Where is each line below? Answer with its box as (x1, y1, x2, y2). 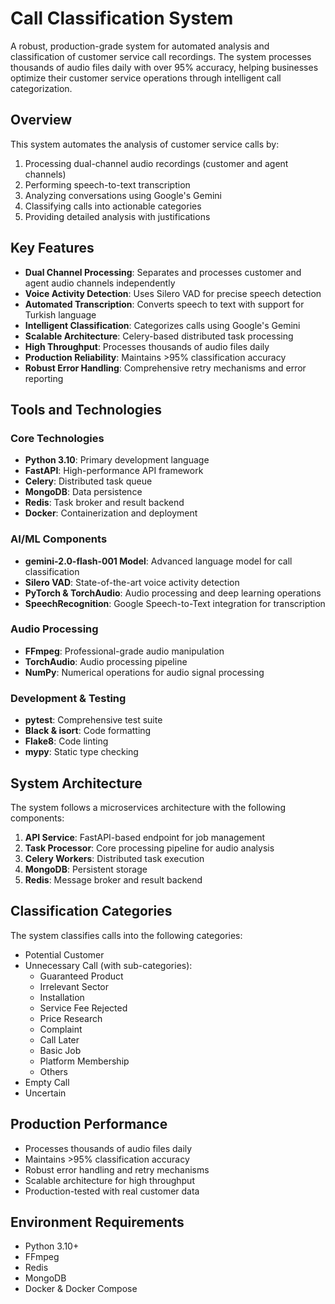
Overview (10, 112, 73, 129)
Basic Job (39, 1044, 82, 1056)
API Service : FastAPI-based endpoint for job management (24, 831, 266, 843)
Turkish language (24, 308, 97, 321)
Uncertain (24, 1087, 67, 1099)
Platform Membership (39, 1055, 130, 1067)
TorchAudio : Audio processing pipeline (24, 655, 188, 667)
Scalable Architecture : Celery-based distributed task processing (24, 330, 294, 342)
